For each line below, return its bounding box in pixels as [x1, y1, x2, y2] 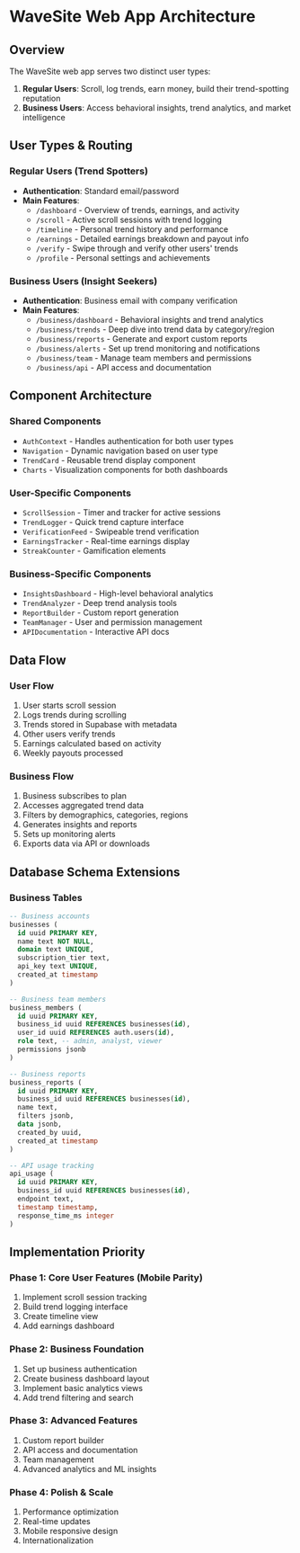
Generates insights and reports [22, 819, 137, 830]
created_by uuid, [17, 1128, 83, 1137]
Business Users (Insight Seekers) [9, 274, 158, 287]
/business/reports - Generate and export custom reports [35, 333, 248, 344]
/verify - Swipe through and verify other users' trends [35, 243, 239, 254]
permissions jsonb [17, 1045, 87, 1054]
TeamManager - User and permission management [22, 617, 203, 628]
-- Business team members [9, 995, 106, 1004]
